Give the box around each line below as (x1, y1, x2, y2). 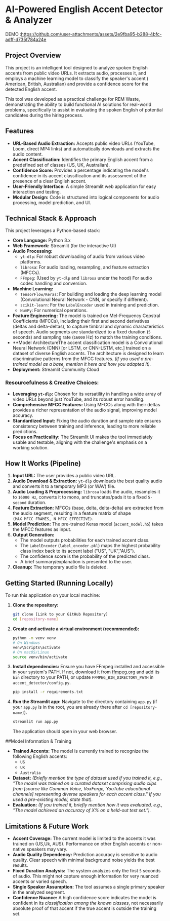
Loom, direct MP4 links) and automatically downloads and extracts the (12, 145, 160, 151)
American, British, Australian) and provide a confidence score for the (5, 81, 149, 87)
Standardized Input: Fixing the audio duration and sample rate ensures (12, 417, 161, 424)
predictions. (12, 428, 38, 434)
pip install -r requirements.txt (12, 689, 83, 695)
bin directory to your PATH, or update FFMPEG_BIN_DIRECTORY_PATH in (12, 674, 154, 680)
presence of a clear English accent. (12, 178, 87, 184)
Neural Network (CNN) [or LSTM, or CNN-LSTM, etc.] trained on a (12, 345, 151, 351)
